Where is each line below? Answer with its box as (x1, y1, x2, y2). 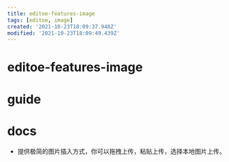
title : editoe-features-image (7, 10, 96, 17)
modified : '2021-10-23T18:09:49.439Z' (7, 29, 120, 37)
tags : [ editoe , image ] (7, 17, 73, 24)
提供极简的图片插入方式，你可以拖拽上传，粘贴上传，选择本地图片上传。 (17, 147, 226, 155)
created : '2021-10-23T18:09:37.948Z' (7, 23, 117, 30)
